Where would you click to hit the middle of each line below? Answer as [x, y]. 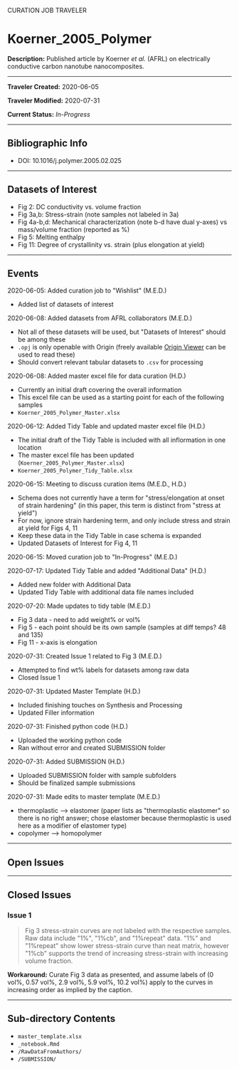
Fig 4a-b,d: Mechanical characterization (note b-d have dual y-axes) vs [122, 222]
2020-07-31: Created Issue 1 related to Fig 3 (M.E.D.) [85, 656]
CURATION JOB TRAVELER [47, 10]
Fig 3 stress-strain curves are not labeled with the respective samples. [128, 930]
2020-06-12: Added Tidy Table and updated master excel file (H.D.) [106, 426]
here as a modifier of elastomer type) [72, 826]
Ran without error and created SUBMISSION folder [91, 748]
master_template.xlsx [49, 1036]
